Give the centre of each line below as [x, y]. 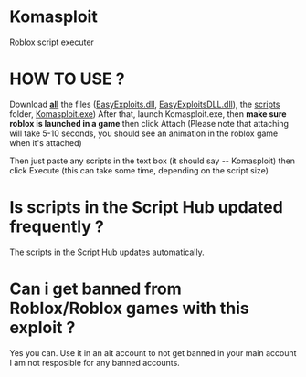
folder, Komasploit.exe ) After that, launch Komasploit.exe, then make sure [148, 114]
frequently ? [57, 227]
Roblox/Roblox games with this [129, 309]
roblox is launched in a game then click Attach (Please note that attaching [149, 123]
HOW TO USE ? [67, 79]
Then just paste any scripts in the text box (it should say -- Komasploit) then [152, 161]
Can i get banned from [96, 288]
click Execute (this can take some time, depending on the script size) [139, 170]
